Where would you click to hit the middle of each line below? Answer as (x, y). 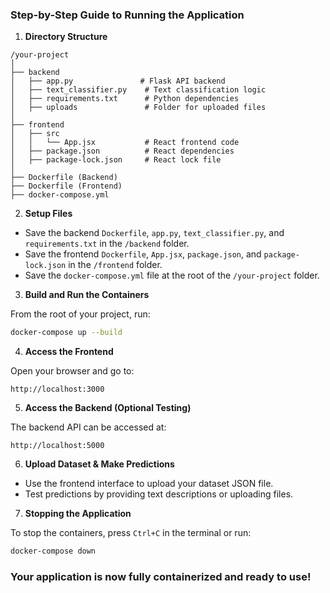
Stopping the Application (78, 514)
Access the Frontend (69, 352)
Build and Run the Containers (87, 295)
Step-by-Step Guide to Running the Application (127, 15)
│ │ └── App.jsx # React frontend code (125, 143)
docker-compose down (53, 551)
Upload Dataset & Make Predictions (99, 464)
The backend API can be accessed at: (88, 427)
